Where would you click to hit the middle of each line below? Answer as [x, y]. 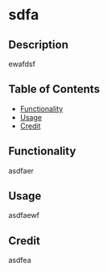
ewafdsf [22, 64]
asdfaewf [24, 215]
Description [38, 45]
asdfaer [21, 170]
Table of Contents [54, 89]
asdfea [20, 261]
